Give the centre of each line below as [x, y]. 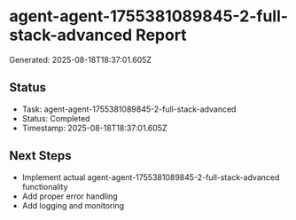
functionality [45, 186]
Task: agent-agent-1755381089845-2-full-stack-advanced [129, 109]
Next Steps [40, 156]
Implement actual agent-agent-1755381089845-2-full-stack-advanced [151, 177]
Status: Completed [56, 118]
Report [162, 35]
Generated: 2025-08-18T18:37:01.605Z [81, 59]
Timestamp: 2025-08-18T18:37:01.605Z [94, 128]
